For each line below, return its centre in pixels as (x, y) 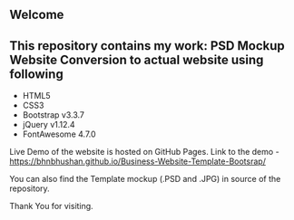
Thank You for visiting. (51, 206)
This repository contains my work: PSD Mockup (147, 46)
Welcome (37, 15)
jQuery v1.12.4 (49, 125)
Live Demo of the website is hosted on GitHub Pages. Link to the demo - (144, 152)
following (36, 74)
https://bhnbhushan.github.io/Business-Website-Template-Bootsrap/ (137, 161)
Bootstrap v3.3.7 (53, 115)
